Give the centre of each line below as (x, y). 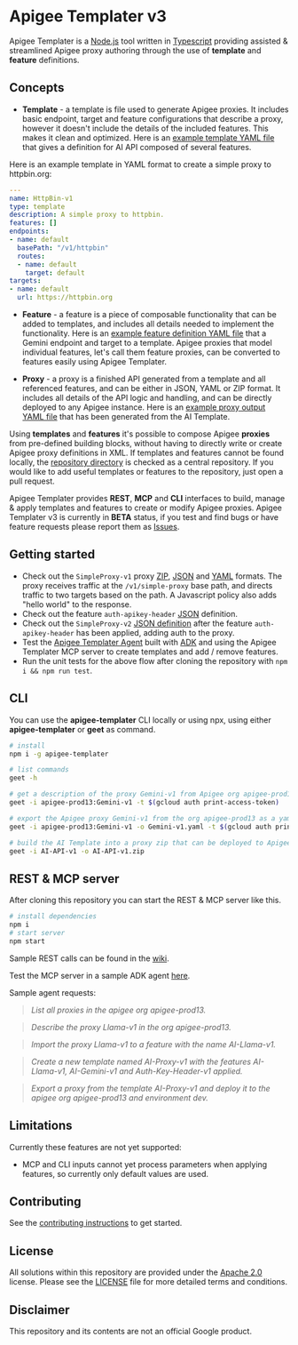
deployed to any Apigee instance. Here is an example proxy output (144, 407)
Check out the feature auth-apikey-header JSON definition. (129, 613)
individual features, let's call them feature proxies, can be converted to (151, 352)
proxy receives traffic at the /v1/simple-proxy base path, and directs (147, 585)
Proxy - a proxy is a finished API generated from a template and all (144, 379)
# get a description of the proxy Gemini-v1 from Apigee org (125, 794)
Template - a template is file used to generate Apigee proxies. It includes (156, 109)
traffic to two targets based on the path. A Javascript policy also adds (149, 595)
